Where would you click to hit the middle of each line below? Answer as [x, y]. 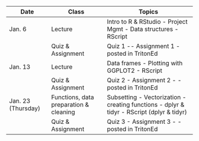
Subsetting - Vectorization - [147, 97]
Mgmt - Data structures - [143, 29]
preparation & [70, 105]
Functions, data [73, 97]
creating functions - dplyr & [146, 105]
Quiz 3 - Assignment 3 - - [144, 122]
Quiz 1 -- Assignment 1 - [144, 46]
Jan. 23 [20, 101]
